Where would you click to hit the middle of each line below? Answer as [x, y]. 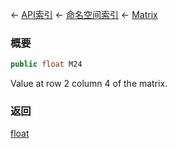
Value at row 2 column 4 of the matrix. [89, 84]
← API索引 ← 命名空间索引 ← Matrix [84, 14]
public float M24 [46, 64]
